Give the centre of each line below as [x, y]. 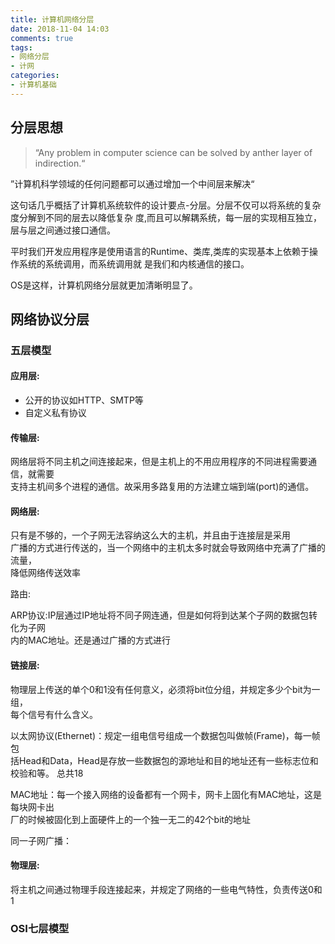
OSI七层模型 [40, 928]
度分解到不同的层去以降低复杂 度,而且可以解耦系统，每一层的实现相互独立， [166, 217]
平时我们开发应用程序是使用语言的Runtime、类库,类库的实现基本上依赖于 [160, 251]
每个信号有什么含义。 [54, 714]
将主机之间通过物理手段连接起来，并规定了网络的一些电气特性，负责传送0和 [166, 889]
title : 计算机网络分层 [52, 19]
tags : [21, 47]
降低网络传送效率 [45, 573]
